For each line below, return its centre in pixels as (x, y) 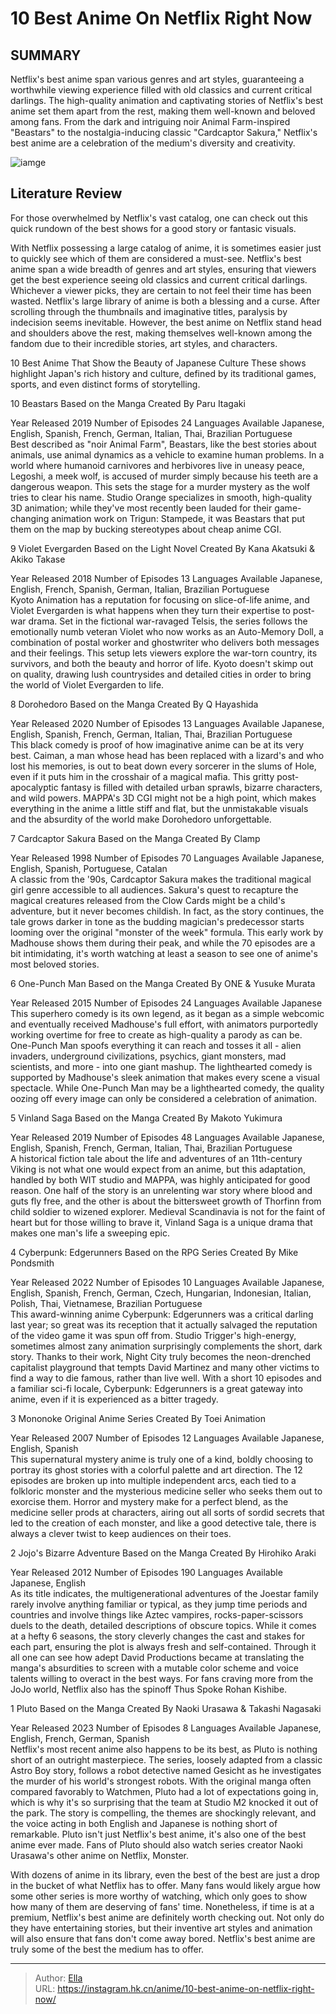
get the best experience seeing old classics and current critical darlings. (159, 279)
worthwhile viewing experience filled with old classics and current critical (161, 90)
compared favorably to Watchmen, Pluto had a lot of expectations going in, (164, 1791)
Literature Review (66, 193)
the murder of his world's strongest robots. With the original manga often (161, 1781)
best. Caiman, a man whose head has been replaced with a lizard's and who (167, 755)
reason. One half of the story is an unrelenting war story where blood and (161, 1190)
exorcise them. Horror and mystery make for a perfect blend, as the (149, 1501)
